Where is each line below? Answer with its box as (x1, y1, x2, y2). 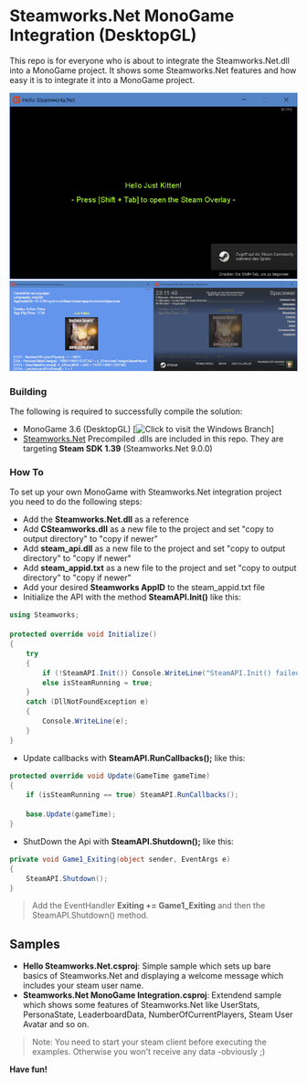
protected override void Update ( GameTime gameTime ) (9, 771, 210, 780)
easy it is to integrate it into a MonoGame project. (9, 74, 195, 85)
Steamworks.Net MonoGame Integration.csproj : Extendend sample (22, 990, 281, 1001)
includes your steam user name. (22, 980, 144, 992)
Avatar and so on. (22, 1019, 90, 1030)
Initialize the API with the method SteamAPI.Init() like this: (22, 591, 242, 603)
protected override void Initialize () (9, 630, 157, 640)
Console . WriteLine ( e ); (42, 716, 129, 727)
